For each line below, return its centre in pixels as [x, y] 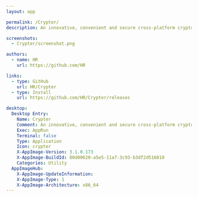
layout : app [21, 11]
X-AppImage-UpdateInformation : [55, 174]
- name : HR [25, 60]
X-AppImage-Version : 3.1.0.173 [55, 152]
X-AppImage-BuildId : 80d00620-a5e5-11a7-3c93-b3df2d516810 [91, 158]
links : [14, 76]
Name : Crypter [34, 119]
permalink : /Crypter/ [33, 22]
